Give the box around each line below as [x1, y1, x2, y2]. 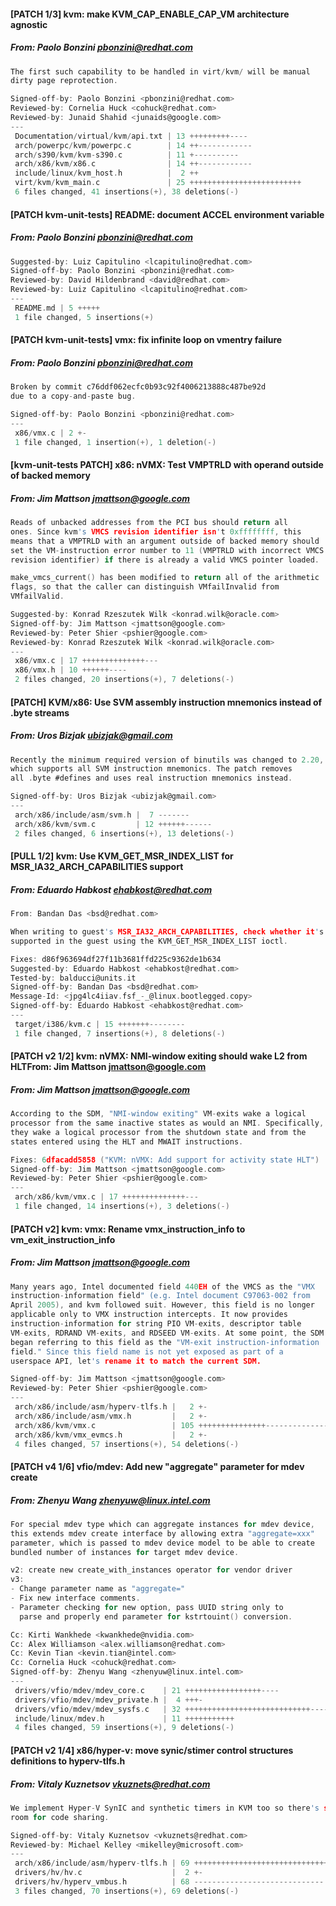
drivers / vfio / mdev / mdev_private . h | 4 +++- [14, 1695, 203, 1705]
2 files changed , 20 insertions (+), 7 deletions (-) [14, 675, 235, 685]
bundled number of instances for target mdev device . [10, 1547, 240, 1557]
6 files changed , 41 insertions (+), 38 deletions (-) [14, 187, 240, 197]
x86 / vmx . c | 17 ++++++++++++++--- [14, 656, 159, 666]
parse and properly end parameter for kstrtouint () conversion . [19, 1611, 293, 1622]
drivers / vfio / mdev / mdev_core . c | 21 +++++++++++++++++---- [14, 1685, 280, 1695]
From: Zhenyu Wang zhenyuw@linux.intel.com [10, 1494, 211, 1506]
